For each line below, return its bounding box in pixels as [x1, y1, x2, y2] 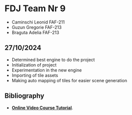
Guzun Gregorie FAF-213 [11, 24, 62, 30]
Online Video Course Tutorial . [11, 105, 73, 111]
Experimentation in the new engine [11, 67, 82, 73]
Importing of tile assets [11, 72, 58, 78]
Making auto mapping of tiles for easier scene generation [11, 77, 128, 83]
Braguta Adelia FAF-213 [11, 29, 60, 35]
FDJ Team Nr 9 [4, 3, 66, 14]
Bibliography [4, 92, 44, 100]
